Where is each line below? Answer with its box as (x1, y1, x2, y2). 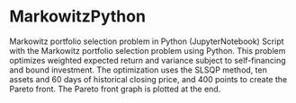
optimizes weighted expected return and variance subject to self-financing (9, 55, 286, 65)
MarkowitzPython (9, 6, 147, 27)
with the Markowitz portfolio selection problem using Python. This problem (9, 45, 286, 56)
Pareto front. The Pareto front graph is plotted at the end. (9, 83, 221, 94)
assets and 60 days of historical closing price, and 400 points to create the (9, 73, 288, 84)
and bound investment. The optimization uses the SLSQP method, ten (9, 64, 267, 75)
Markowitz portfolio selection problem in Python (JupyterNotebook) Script (9, 36, 285, 47)
